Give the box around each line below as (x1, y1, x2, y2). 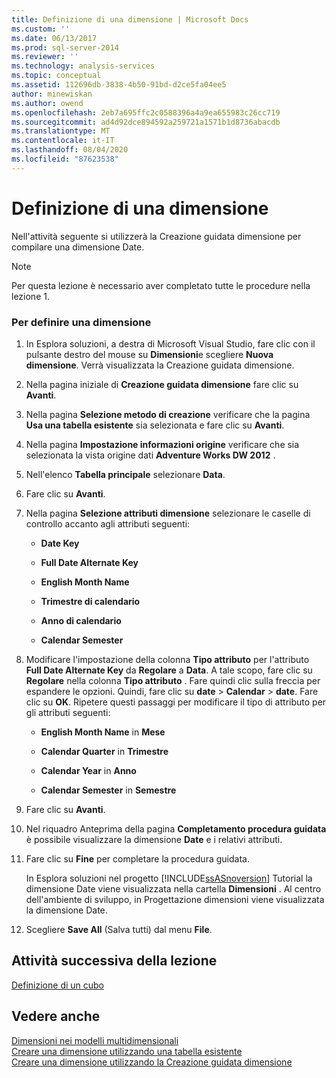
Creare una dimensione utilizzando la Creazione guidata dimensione (11, 1056, 293, 1068)
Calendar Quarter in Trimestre (40, 745, 169, 757)
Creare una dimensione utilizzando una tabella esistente (11, 1045, 243, 1057)
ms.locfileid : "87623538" (11, 154, 119, 164)
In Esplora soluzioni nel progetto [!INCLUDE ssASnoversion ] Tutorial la (25, 872, 313, 884)
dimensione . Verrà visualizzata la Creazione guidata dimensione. (25, 359, 295, 371)
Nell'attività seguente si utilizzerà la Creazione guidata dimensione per (11, 230, 302, 242)
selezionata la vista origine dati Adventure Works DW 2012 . (25, 449, 276, 461)
